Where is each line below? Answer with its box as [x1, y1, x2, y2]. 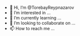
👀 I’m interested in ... [9, 10, 51, 16]
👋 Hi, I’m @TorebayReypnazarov [9, 5, 74, 10]
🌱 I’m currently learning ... [9, 15, 62, 20]
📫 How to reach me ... [9, 26, 55, 31]
